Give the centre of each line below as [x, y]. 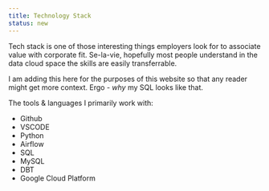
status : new [28, 23]
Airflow [32, 144]
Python [32, 135]
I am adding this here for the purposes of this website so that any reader [128, 79]
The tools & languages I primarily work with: [81, 103]
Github [31, 118]
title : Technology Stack [50, 16]
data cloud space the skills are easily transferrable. [93, 63]
